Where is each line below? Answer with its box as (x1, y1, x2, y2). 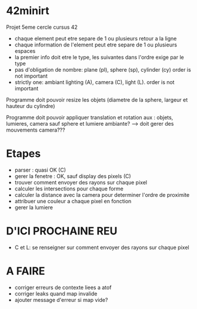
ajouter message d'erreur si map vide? (14, 296, 108, 303)
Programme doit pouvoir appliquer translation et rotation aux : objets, (6, 113, 173, 121)
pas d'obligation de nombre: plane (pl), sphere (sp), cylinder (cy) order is (14, 66, 191, 73)
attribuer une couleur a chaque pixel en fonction (14, 197, 132, 204)
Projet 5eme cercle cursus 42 (6, 23, 78, 31)
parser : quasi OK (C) (14, 166, 66, 173)
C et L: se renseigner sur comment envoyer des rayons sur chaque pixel (14, 244, 189, 251)
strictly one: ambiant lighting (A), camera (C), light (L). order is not (14, 78, 175, 86)
